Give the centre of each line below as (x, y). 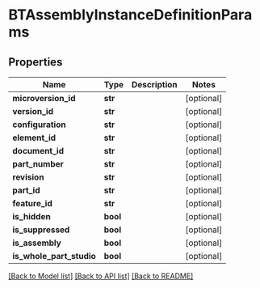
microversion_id (44, 98)
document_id (38, 151)
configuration (39, 125)
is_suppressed (41, 230)
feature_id (32, 203)
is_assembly (37, 243)
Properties (36, 62)
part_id (26, 190)
